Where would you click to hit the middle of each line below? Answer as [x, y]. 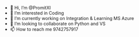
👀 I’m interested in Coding [37, 13]
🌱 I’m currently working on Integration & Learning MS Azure [72, 18]
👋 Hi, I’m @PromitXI [30, 8]
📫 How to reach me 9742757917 [44, 29]
